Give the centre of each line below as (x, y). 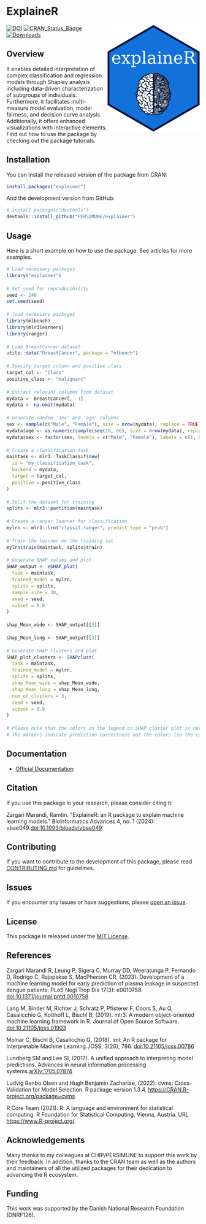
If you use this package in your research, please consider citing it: (90, 803)
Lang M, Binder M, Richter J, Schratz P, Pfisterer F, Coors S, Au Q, (90, 1008)
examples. (19, 257)
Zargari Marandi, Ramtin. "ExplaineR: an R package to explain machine (95, 814)
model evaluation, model (61, 108)
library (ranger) (27, 334)
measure (17, 108)
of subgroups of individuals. (42, 95)
